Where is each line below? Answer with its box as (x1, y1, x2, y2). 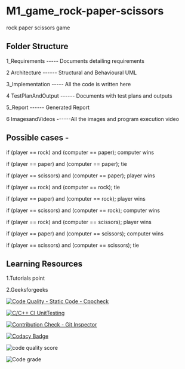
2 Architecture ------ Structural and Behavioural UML (6, 69, 137, 76)
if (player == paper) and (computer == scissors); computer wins (6, 229, 164, 237)
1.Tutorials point (6, 274, 45, 282)
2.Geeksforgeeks (6, 286, 48, 294)
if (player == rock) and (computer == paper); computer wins (6, 149, 154, 156)
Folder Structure (6, 41, 69, 52)
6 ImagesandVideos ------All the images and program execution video (6, 115, 180, 122)
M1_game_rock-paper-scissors (6, 4, 164, 18)
